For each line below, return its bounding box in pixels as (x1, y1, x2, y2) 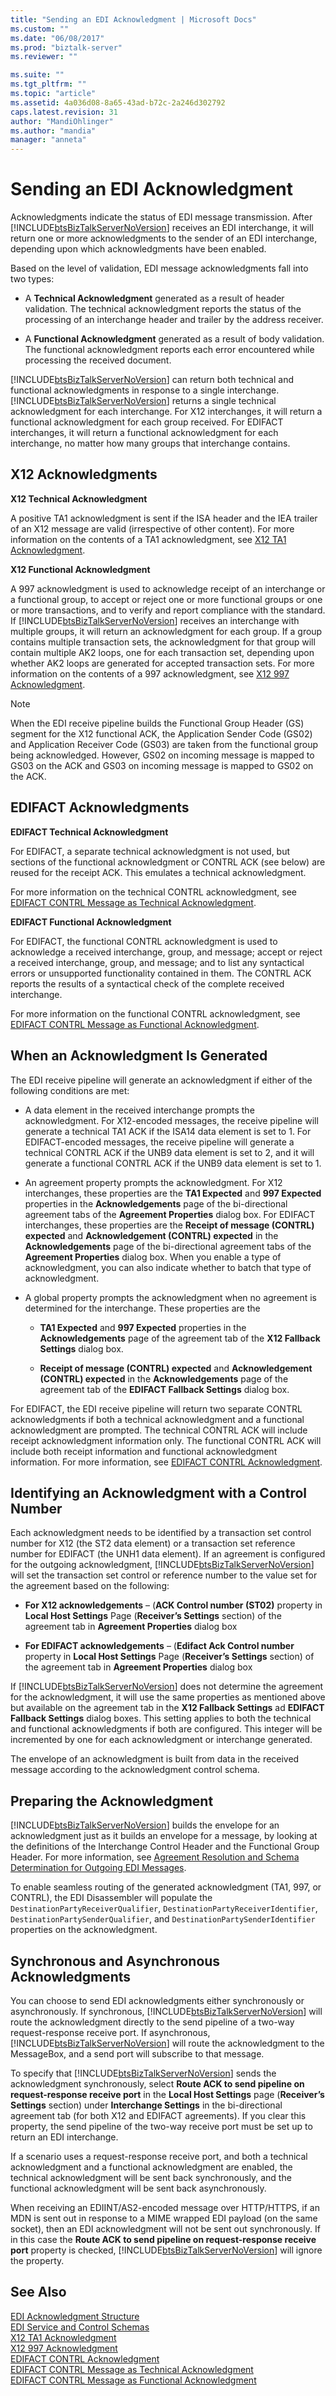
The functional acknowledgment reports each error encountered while (24, 344, 315, 356)
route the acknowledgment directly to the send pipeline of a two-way (10, 2016, 295, 2028)
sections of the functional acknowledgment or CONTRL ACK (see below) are (10, 856, 326, 868)
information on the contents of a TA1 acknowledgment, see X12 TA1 (10, 533, 287, 545)
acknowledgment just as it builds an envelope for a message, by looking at (10, 1830, 318, 1842)
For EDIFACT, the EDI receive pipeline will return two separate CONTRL (10, 1402, 303, 1415)
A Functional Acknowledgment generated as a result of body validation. (24, 333, 325, 345)
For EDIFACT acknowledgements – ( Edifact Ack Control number (24, 1640, 295, 1652)
